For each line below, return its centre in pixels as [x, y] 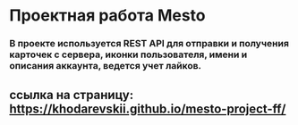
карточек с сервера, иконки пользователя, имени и [128, 54]
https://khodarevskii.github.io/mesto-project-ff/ [148, 108]
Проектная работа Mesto [107, 16]
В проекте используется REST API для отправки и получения [149, 44]
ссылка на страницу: [72, 95]
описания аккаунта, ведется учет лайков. [106, 66]
